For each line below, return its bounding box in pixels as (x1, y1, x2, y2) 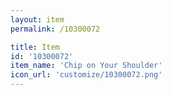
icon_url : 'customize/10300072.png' (10, 70, 163, 80)
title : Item (10, 42, 60, 52)
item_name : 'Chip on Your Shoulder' (10, 61, 163, 71)
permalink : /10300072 (10, 24, 101, 34)
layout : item (10, 14, 65, 25)
